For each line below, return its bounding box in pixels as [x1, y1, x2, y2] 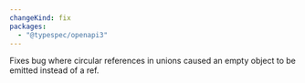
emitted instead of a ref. [9, 65, 100, 76]
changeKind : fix [9, 13, 71, 23]
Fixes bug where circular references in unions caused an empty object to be [9, 56, 297, 67]
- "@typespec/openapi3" [17, 30, 108, 39]
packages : [9, 22, 47, 31]
